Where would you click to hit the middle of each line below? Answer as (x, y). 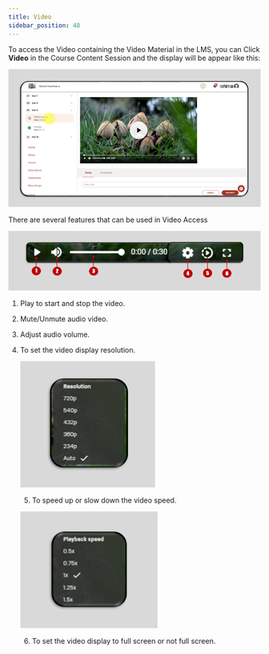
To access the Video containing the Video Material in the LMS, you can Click (134, 49)
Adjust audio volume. (55, 335)
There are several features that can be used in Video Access (108, 220)
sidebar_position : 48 (44, 25)
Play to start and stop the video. (72, 304)
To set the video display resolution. (78, 350)
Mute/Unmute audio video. (64, 319)
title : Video (30, 17)
